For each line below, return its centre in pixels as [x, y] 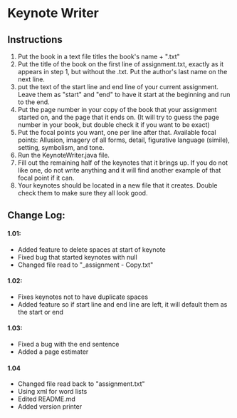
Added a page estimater [53, 352]
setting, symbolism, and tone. [61, 147]
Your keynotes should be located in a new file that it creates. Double [117, 185]
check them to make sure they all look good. [83, 193]
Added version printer [50, 407]
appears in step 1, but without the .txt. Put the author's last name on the [122, 72]
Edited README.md [47, 399]
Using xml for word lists [52, 392]
